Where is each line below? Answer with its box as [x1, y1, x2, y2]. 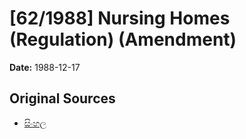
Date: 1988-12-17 [9, 61, 81, 73]
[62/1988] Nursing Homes [9, 7, 231, 30]
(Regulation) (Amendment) [9, 28, 237, 51]
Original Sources [9, 90, 116, 107]
